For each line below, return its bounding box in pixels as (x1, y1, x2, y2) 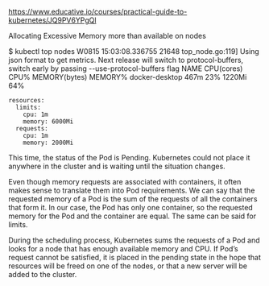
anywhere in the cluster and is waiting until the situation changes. (8, 161, 226, 171)
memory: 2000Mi (23, 139, 74, 147)
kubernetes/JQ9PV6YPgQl (8, 15, 97, 25)
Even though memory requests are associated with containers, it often (8, 177, 242, 186)
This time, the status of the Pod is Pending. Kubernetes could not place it (8, 153, 250, 162)
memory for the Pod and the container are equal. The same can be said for (8, 211, 257, 221)
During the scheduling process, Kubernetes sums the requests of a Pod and (8, 235, 260, 245)
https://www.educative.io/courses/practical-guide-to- (8, 7, 188, 16)
